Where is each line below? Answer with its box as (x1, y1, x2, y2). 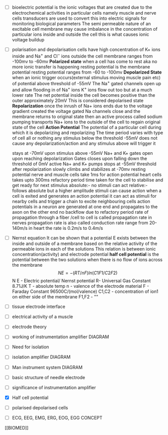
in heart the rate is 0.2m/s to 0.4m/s (29, 225, 104, 231)
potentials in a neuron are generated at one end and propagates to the (12, 204, 158, 210)
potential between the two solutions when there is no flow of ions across (12, 257, 163, 263)
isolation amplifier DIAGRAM (12, 354, 71, 360)
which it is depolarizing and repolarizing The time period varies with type (12, 130, 163, 136)
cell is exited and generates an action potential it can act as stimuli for (12, 193, 157, 199)
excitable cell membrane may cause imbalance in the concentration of (12, 26, 158, 32)
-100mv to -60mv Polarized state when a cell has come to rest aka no (12, 58, 157, 65)
